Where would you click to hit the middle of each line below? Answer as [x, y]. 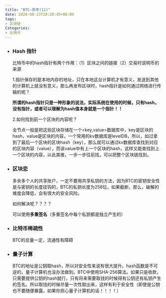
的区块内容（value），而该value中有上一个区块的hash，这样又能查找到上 [86, 149]
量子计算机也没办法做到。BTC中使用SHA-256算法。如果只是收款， [93, 272]
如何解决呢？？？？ [32, 204]
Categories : [17, 28]
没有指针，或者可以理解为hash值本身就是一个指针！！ [67, 109]
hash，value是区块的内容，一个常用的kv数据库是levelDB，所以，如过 [83, 136]
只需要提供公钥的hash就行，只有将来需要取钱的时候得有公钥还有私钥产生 [87, 278]
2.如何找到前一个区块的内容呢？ [45, 119]
